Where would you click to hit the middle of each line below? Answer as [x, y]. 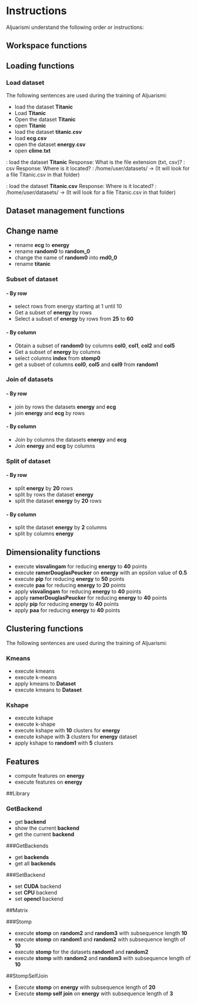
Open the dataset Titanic [45, 120]
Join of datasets [30, 380]
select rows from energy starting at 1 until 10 [68, 306]
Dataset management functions [66, 211]
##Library [18, 794]
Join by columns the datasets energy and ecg [71, 439]
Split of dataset [29, 461]
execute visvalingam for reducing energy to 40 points [81, 567]
